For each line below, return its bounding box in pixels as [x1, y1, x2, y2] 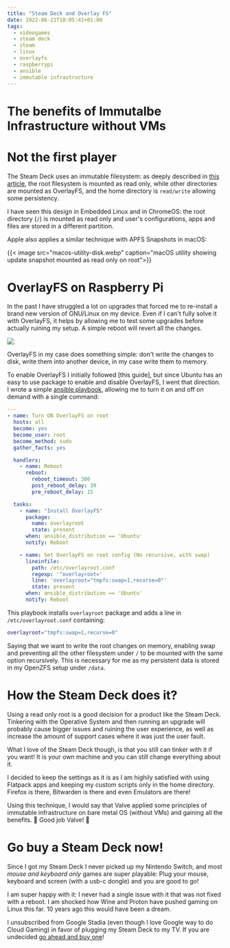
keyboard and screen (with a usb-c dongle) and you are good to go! [7, 877, 199, 885]
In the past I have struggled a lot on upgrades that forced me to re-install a [7, 303, 218, 311]
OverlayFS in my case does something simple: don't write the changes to [7, 351, 214, 359]
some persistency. [7, 193, 60, 202]
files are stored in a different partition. [7, 222, 115, 230]
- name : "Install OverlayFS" [19, 507, 103, 514]
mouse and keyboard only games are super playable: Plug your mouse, [7, 869, 209, 878]
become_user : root [13, 431, 67, 438]
